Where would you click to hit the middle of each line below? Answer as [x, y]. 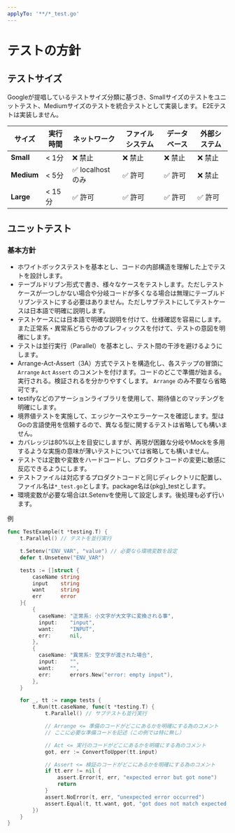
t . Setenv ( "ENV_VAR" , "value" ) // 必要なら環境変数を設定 [99, 552]
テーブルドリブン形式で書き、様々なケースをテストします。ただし [112, 284]
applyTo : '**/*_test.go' [43, 14]
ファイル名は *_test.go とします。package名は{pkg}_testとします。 [113, 486]
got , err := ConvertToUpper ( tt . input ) [101, 752]
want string [56, 590]
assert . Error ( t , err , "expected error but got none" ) [137, 778]
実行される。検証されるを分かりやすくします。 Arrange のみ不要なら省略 [122, 381]
